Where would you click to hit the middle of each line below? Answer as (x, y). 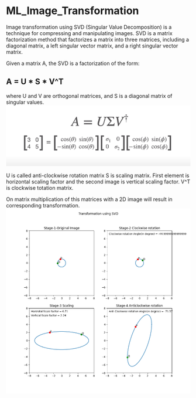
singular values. (25, 102)
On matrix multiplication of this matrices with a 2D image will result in (89, 199)
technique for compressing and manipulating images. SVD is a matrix (89, 33)
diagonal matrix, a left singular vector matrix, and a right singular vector (92, 46)
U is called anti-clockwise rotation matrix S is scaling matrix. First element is (98, 175)
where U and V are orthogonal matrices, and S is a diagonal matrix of (89, 96)
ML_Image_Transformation (73, 11)
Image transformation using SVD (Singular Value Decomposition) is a (89, 27)
